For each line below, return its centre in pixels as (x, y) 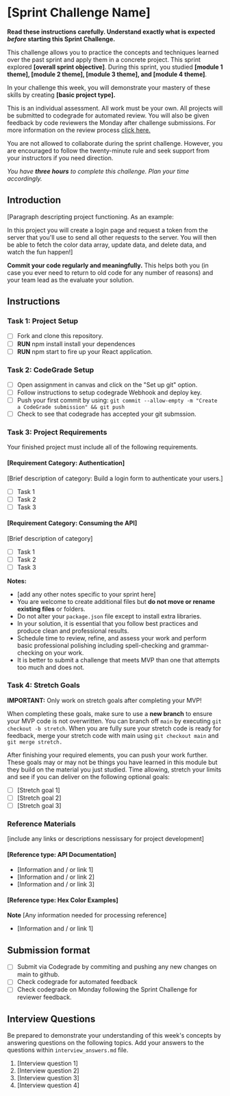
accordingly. (25, 178)
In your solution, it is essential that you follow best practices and (107, 624)
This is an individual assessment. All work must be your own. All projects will (115, 108)
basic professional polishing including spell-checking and (98, 646)
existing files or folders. (51, 609)
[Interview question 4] (48, 1085)
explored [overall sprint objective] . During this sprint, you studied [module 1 (115, 67)
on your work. (64, 653)
